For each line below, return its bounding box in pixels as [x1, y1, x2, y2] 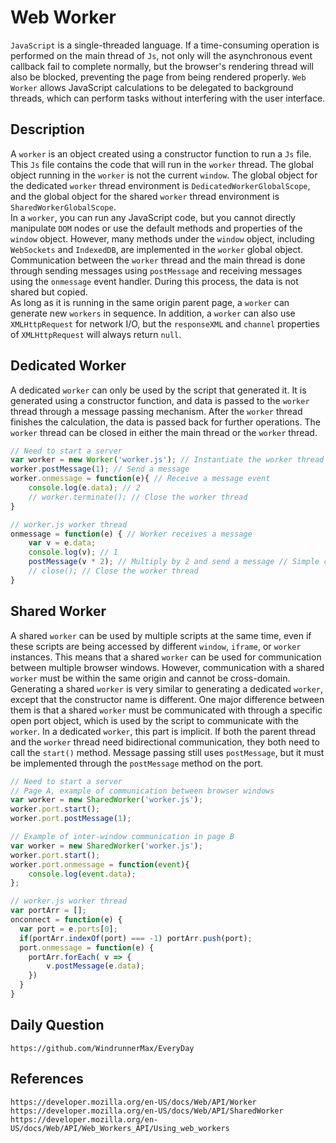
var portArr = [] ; [10, 906, 87, 916]
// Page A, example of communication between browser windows [10, 786, 275, 796]
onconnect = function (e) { [10, 915, 123, 925]
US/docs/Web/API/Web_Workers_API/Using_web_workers [10, 1123, 230, 1133]
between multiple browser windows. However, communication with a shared [10, 661, 325, 673]
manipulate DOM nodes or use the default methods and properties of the [10, 222, 303, 234]
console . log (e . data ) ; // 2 [28, 483, 141, 493]
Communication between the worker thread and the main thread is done [10, 254, 306, 266]
